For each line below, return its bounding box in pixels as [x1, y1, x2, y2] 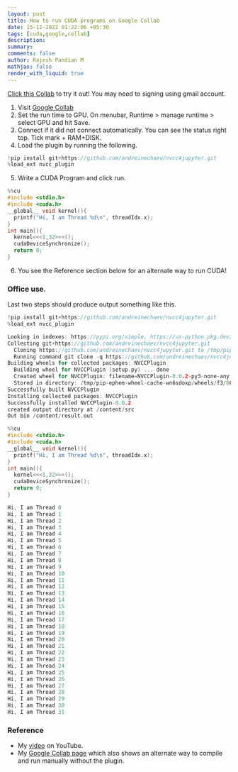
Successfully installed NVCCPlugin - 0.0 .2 [7, 399, 132, 407]
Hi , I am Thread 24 [7, 662, 65, 669]
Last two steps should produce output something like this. [7, 300, 176, 309]
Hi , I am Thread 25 [7, 668, 65, 676]
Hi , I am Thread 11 [7, 576, 65, 584]
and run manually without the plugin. [17, 756, 125, 765]
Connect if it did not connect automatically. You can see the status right [17, 126, 227, 134]
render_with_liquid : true [7, 70, 84, 77]
